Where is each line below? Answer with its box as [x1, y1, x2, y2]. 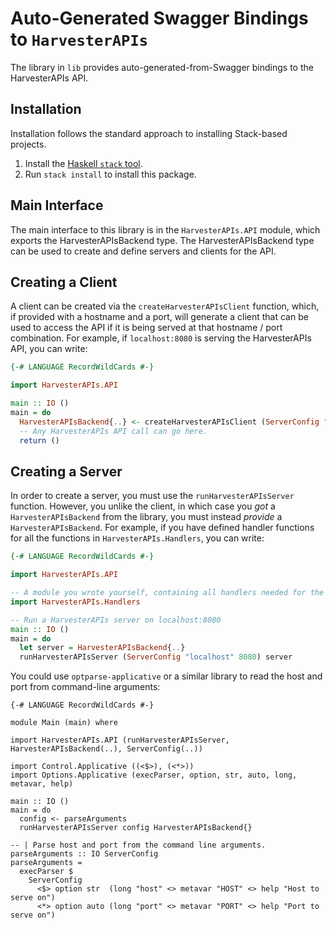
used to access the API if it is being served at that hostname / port [10, 322, 283, 334]
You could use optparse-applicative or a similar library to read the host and [10, 670, 323, 682]
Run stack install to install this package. [24, 168, 197, 180]
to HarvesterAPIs [10, 28, 149, 51]
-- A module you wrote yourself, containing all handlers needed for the [10, 588, 325, 598]
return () [19, 435, 60, 446]
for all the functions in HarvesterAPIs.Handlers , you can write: [10, 532, 265, 544]
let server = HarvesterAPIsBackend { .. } [19, 643, 186, 653]
